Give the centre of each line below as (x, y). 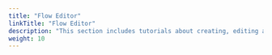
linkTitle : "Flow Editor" (52, 23)
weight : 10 (27, 38)
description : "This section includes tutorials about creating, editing (134, 31)
